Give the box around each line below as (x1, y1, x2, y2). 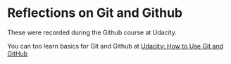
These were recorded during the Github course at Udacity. (7, 28, 177, 37)
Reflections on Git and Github (7, 5, 183, 21)
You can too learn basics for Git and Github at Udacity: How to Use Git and (7, 41, 224, 50)
